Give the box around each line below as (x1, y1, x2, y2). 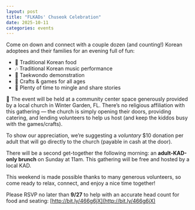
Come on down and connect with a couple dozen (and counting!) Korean (6, 41, 183, 48)
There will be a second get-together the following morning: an (6, 149, 157, 156)
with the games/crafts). (6, 121, 63, 128)
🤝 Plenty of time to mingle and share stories (14, 84, 121, 91)
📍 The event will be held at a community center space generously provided (6, 95, 189, 103)
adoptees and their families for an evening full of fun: (6, 48, 135, 55)
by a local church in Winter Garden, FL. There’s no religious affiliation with (6, 102, 185, 109)
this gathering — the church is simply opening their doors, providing (6, 108, 171, 115)
